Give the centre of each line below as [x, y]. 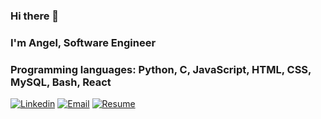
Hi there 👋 [35, 16]
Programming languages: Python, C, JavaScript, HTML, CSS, [161, 69]
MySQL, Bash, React [61, 82]
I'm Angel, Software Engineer [83, 42]
